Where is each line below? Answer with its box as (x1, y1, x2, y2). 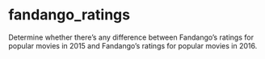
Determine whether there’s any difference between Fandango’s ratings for (8, 32, 254, 42)
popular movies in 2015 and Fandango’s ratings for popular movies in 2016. (8, 40, 258, 50)
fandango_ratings (8, 6, 131, 24)
